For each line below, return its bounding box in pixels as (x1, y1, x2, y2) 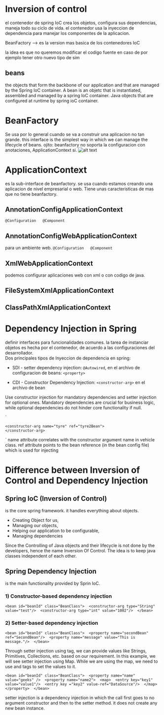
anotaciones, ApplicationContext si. (5, 147, 77, 153)
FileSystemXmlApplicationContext (5, 286, 114, 295)
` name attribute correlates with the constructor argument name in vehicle (5, 436, 155, 442)
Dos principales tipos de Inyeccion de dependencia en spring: (5, 355, 131, 361)
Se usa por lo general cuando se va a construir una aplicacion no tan (5, 131, 145, 137)
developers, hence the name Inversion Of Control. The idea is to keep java (5, 547, 156, 553)
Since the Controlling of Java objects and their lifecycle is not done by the (5, 542, 155, 548)
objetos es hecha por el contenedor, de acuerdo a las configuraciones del (5, 344, 155, 351)
